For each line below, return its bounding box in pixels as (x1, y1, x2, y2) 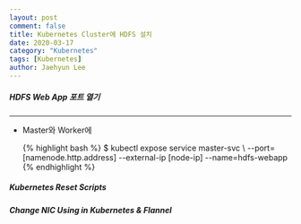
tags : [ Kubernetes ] (9, 55, 82, 64)
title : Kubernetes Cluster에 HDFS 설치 (9, 30, 152, 39)
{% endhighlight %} (21, 161, 96, 172)
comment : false (9, 22, 66, 30)
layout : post (9, 13, 58, 22)
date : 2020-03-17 (9, 38, 74, 47)
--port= (247, 142, 276, 153)
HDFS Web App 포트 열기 (9, 91, 100, 103)
